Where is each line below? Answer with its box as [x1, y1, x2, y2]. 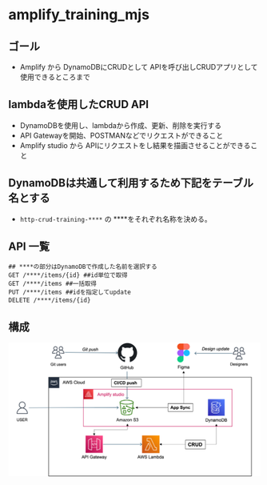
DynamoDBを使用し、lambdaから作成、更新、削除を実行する [19, 120, 222, 130]
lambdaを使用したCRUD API [8, 98, 149, 111]
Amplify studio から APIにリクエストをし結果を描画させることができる [19, 140, 251, 150]
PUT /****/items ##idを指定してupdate [8, 288, 132, 297]
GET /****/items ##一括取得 [8, 280, 98, 288]
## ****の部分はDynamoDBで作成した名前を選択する [8, 263, 157, 271]
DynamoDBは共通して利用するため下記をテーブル [8, 176, 254, 190]
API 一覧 [8, 240, 50, 254]
